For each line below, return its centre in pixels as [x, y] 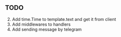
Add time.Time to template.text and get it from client [64, 19]
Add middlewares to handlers [41, 24]
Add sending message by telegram [47, 29]
